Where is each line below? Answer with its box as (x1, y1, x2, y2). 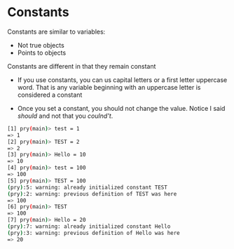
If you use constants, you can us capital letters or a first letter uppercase (17, 75, 228, 84)
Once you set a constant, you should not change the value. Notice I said (17, 104, 226, 112)
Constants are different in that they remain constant (7, 62, 156, 70)
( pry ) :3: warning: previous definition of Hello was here (7, 229, 180, 236)
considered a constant (17, 90, 83, 99)
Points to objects (17, 48, 67, 57)
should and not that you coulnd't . (17, 112, 113, 120)
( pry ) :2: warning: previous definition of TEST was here (7, 190, 177, 197)
